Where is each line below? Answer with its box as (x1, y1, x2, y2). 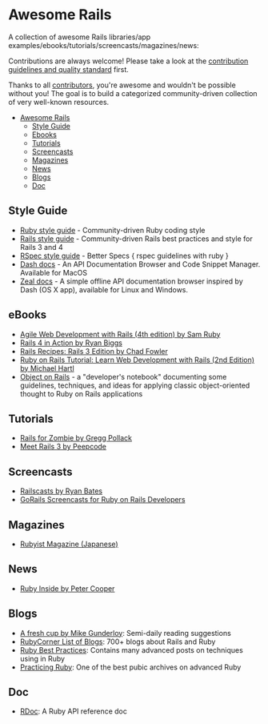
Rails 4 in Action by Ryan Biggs (19, 338, 122, 348)
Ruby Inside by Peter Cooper (19, 583, 115, 593)
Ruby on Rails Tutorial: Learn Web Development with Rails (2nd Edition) (19, 355, 254, 364)
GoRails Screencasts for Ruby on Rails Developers (19, 495, 186, 505)
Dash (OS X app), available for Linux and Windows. (19, 284, 189, 294)
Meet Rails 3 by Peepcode (19, 442, 106, 452)
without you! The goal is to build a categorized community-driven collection (8, 88, 258, 98)
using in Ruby (19, 654, 66, 663)
